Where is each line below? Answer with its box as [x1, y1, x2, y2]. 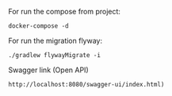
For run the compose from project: [8, 7, 121, 16]
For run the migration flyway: [8, 36, 103, 45]
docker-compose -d [8, 22, 69, 30]
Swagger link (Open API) [8, 65, 89, 75]
